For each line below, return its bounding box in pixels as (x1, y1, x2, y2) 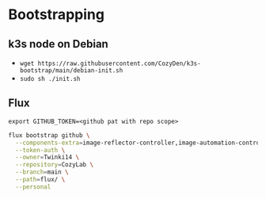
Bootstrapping (8, 6, 105, 24)
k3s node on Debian (8, 37, 108, 51)
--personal (15, 182, 51, 191)
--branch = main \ (15, 168, 69, 176)
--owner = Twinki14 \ (15, 153, 80, 162)
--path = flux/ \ (15, 176, 66, 184)
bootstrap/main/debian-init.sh (19, 67, 123, 75)
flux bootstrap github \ (8, 131, 90, 140)
